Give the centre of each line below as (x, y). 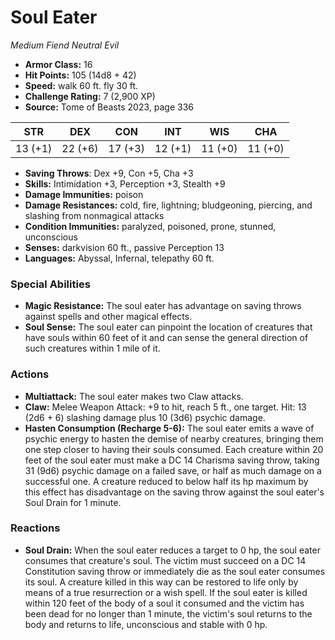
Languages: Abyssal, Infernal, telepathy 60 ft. (119, 258)
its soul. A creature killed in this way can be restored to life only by (161, 582)
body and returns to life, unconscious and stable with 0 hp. (146, 624)
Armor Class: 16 (58, 64)
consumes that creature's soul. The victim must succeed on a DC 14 (165, 560)
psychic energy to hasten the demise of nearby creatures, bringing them (174, 438)
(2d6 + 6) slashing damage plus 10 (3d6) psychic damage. (145, 417)
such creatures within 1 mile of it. (92, 348)
